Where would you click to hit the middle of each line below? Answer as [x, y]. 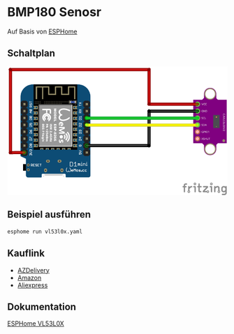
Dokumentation [42, 306]
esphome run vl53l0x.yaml [45, 231]
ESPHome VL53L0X [36, 324]
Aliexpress [32, 285]
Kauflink [26, 253]
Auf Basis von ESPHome [42, 31]
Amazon [29, 278]
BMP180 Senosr [54, 12]
